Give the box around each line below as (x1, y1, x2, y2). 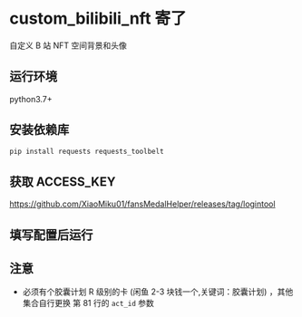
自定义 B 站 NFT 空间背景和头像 (9, 40, 127, 51)
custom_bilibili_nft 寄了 (9, 8, 188, 29)
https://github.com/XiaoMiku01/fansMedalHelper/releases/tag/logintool (9, 198, 276, 209)
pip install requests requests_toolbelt (9, 147, 165, 156)
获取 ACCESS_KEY (9, 174, 116, 189)
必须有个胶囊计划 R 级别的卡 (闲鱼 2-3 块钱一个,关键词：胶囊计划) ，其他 (22, 286, 294, 297)
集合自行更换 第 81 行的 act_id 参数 (22, 298, 154, 309)
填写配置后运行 (9, 227, 93, 243)
